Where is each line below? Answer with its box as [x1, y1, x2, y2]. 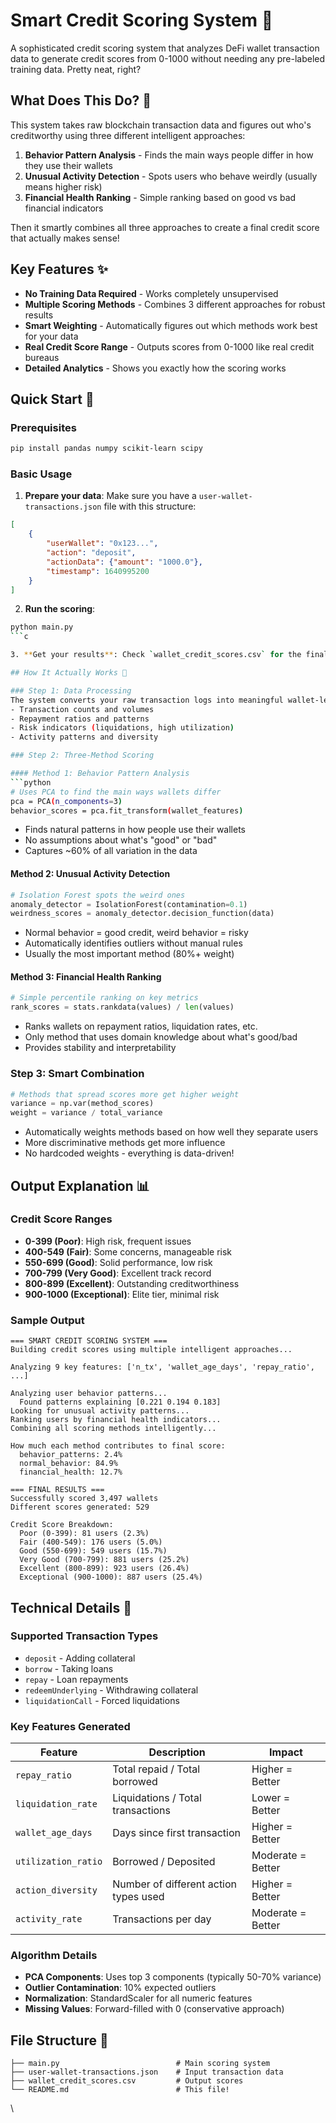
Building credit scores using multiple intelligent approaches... [10, 1345, 293, 1355]
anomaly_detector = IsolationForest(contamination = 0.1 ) [10, 899, 248, 909]
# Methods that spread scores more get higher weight [10, 1089, 240, 1099]
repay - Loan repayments [24, 1673, 129, 1685]
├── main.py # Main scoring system [10, 2059, 271, 2069]
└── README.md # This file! [10, 2085, 230, 2095]
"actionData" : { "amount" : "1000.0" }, [46, 557, 203, 567]
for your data [24, 330, 79, 342]
